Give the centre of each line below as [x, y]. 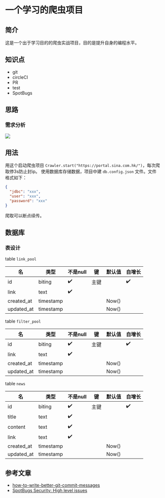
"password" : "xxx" [29, 201]
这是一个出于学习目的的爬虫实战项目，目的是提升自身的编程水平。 [72, 43]
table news [15, 384]
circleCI [20, 77]
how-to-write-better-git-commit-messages [56, 485]
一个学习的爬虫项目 [44, 10]
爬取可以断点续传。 [25, 215]
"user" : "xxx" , [25, 196]
